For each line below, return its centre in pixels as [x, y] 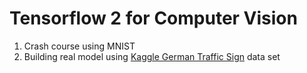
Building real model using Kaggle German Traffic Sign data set [152, 56]
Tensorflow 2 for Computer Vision [153, 18]
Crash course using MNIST [79, 46]
